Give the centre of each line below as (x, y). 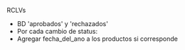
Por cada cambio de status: (57, 31)
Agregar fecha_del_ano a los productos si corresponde (97, 39)
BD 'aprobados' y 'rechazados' (62, 24)
